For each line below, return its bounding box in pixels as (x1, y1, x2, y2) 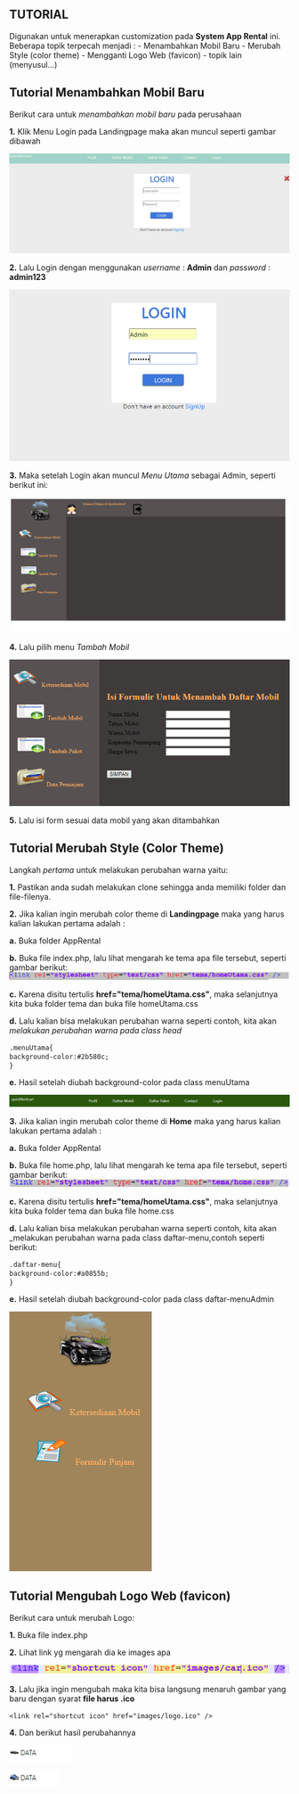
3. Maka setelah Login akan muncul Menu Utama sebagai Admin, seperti (9, 470, 276, 481)
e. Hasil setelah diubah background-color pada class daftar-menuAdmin (9, 1293, 274, 1304)
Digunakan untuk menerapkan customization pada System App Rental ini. (9, 30, 281, 41)
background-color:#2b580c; (9, 1052, 109, 1062)
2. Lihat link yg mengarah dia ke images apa (9, 1647, 171, 1658)
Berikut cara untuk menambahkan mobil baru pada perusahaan (9, 109, 242, 119)
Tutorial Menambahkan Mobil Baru (9, 85, 205, 101)
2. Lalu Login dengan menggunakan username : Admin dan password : (9, 262, 271, 273)
